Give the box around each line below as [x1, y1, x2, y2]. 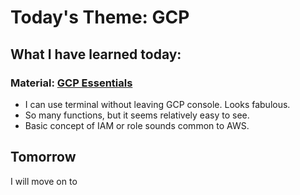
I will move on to [10, 175, 78, 187]
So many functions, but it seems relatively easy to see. [24, 109, 250, 121]
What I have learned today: [10, 46, 182, 63]
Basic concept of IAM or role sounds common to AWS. [24, 119, 250, 131]
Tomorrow [10, 149, 77, 166]
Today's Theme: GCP [10, 6, 190, 29]
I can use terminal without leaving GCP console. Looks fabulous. [24, 98, 291, 110]
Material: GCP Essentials [10, 76, 133, 90]
